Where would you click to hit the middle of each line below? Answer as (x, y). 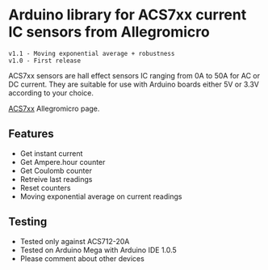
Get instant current (51, 153)
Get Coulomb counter (56, 171)
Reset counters (45, 188)
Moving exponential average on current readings (101, 196)
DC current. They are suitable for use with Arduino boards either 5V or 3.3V (134, 84)
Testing (28, 222)
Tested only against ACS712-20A (75, 241)
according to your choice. (51, 93)
